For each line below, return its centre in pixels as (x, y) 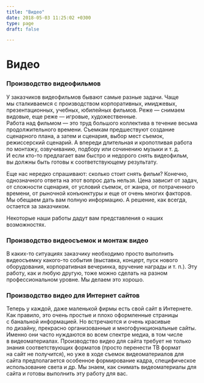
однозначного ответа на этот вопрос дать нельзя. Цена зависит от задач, (102, 180)
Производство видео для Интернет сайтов (73, 295)
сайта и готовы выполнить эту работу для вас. (67, 374)
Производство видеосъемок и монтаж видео (77, 240)
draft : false (23, 29)
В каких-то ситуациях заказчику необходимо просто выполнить (90, 254)
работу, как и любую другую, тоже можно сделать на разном (87, 273)
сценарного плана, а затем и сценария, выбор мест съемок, (85, 136)
